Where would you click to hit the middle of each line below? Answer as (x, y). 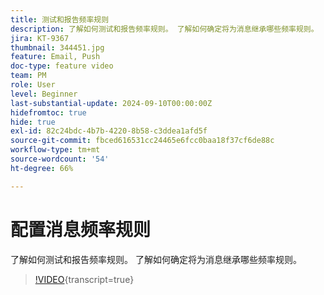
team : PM (28, 76)
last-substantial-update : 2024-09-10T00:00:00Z (111, 103)
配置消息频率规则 (81, 229)
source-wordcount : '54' (60, 159)
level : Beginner (44, 94)
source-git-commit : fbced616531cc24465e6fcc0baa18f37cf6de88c (142, 141)
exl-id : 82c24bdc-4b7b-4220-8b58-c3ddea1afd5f (109, 131)
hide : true (33, 122)
